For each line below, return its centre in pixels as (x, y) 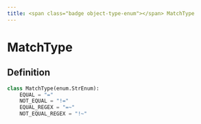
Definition (28, 73)
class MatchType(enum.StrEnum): (53, 88)
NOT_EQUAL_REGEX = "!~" (54, 114)
